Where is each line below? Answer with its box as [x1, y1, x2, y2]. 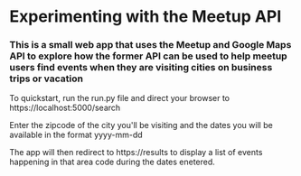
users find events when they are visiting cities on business [9, 61, 273, 74]
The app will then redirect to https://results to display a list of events [9, 147, 263, 158]
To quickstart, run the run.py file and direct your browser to [9, 93, 230, 104]
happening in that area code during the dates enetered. [9, 156, 215, 168]
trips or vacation [9, 72, 84, 85]
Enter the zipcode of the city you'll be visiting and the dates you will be [9, 120, 273, 131]
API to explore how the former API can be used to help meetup [9, 50, 287, 62]
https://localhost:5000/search [9, 102, 121, 114]
